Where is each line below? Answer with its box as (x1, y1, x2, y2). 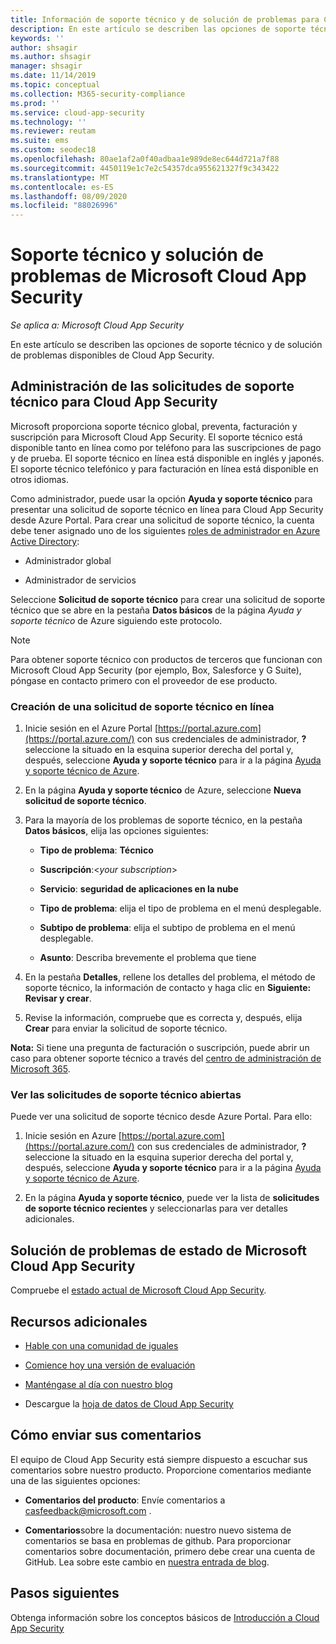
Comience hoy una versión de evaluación (24, 1359, 196, 1371)
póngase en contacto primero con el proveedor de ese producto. (10, 674, 278, 686)
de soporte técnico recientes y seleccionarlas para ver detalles (24, 1202, 288, 1215)
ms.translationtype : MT (10, 172, 110, 183)
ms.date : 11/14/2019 (10, 71, 97, 81)
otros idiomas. (10, 473, 70, 485)
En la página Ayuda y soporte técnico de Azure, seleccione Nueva (24, 784, 302, 796)
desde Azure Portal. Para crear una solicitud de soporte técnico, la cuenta (10, 514, 315, 526)
